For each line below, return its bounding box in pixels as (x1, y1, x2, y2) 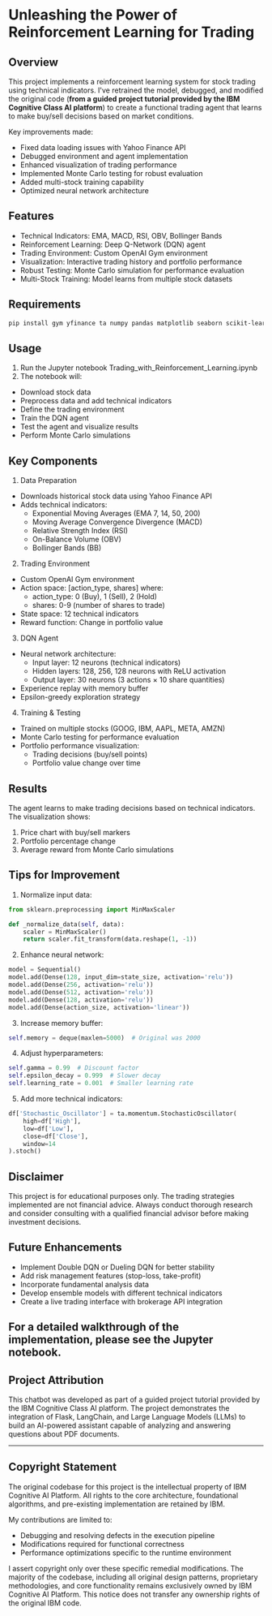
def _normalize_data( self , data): (8, 920, 125, 929)
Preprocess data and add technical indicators (19, 396, 172, 406)
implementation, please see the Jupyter (8, 1333, 214, 1347)
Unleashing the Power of (8, 6, 178, 24)
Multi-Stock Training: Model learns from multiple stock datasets (19, 274, 233, 283)
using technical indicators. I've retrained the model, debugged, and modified (8, 85, 264, 95)
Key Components (8, 454, 98, 468)
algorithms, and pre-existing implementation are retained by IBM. (8, 1499, 225, 1509)
